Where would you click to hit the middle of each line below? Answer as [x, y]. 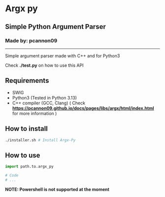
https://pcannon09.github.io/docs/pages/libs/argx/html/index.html [83, 108]
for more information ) [35, 113]
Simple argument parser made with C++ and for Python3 [63, 56]
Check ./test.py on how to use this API [44, 65]
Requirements [27, 81]
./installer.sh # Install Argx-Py [41, 140]
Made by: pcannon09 [31, 41]
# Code [12, 175]
